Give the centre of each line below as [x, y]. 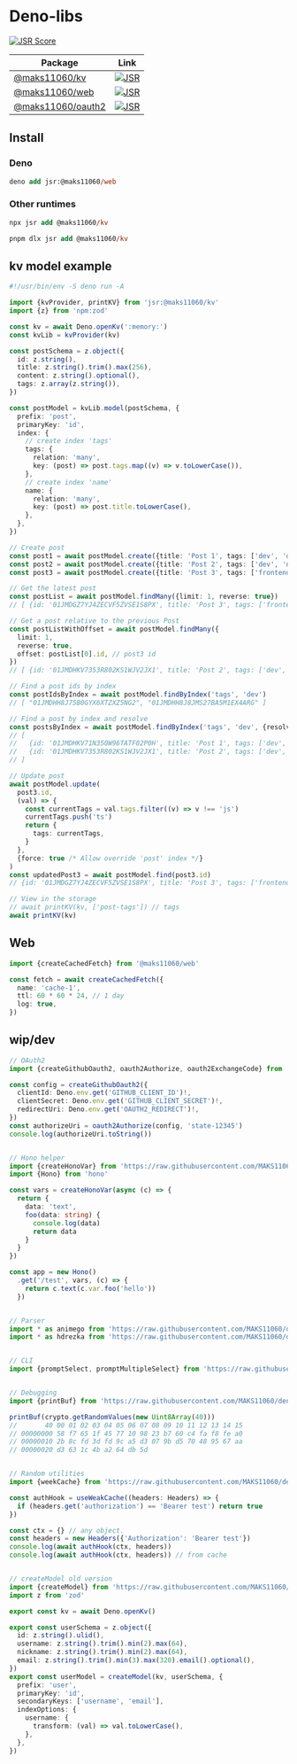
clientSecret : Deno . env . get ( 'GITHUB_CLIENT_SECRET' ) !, [120, 1101]
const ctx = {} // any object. [67, 1530]
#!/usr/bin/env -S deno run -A [67, 287]
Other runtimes [43, 204]
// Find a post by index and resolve [79, 719]
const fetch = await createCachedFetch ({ [87, 979]
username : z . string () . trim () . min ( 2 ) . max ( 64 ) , [103, 1644]
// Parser [27, 1321]
